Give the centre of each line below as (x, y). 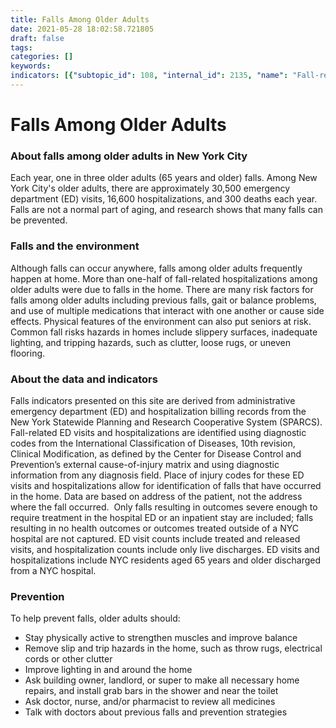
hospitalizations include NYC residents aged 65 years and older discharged (165, 560)
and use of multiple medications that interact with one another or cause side (167, 310)
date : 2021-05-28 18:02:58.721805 (82, 29)
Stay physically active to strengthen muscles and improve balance (161, 638)
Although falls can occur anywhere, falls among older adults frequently (156, 268)
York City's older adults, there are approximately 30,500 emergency (150, 188)
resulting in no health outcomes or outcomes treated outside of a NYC (154, 528)
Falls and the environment (75, 246)
